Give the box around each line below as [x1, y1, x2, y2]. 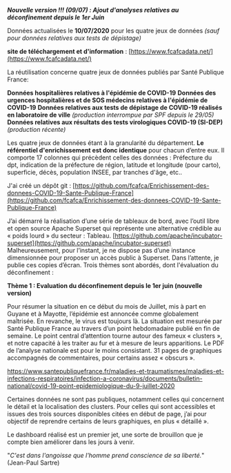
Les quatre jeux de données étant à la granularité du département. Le [7, 139, 205, 147]
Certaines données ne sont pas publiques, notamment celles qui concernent [7, 395, 224, 403]
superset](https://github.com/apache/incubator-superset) [7, 239, 172, 247]
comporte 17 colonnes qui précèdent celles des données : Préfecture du [7, 153, 212, 162]
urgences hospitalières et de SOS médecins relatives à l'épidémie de [7, 96, 208, 104]
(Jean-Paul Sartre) [7, 458, 60, 467]
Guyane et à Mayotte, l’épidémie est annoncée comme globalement [7, 310, 199, 318]
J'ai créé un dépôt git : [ [7, 182, 75, 189]
